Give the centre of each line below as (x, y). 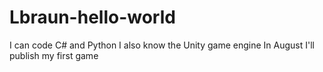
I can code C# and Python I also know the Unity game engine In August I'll (162, 45)
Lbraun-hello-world (92, 17)
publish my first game (54, 55)
